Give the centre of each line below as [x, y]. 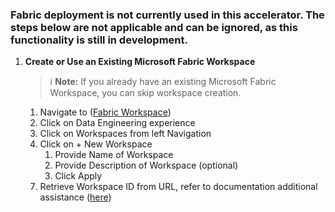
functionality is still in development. [99, 40]
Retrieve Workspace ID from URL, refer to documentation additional [178, 187]
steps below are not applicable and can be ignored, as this [154, 27]
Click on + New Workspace [96, 144]
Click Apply [78, 176]
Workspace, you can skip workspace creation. [145, 93]
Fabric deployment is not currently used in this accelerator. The [167, 15]
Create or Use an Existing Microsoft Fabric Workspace [140, 62]
